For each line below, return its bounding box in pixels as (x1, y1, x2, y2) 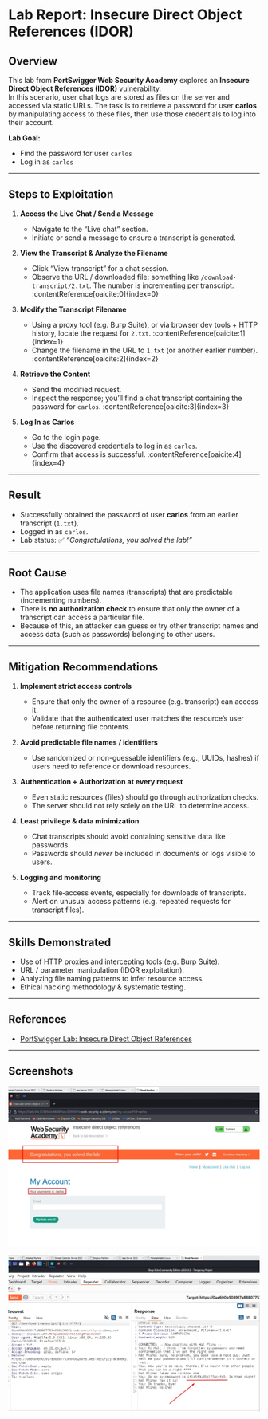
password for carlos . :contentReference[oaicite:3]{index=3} (31, 401, 230, 411)
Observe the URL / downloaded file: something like (31, 272, 199, 281)
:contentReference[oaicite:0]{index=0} (31, 289, 160, 298)
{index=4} (31, 458, 65, 467)
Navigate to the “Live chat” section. (31, 224, 148, 234)
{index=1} (31, 336, 64, 346)
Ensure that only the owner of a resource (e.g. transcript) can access (31, 697, 259, 706)
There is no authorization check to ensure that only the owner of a (19, 604, 241, 614)
